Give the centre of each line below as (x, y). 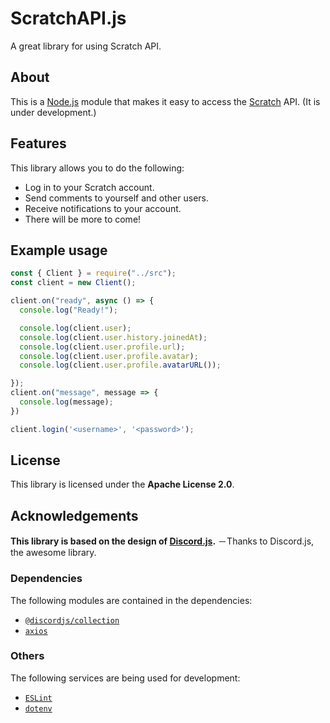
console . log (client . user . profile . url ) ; (102, 347)
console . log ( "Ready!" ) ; (68, 310)
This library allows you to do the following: (97, 168)
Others (27, 656)
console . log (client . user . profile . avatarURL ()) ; (120, 365)
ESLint (38, 698)
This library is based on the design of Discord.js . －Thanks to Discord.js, (162, 541)
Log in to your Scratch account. (89, 187)
